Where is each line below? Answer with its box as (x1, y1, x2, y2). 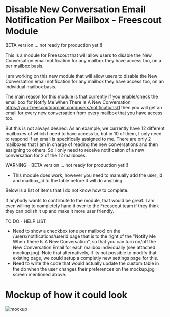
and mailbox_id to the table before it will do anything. (12, 177, 124, 183)
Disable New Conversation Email (5, 4, 146, 15)
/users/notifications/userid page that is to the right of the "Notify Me (12, 233, 156, 239)
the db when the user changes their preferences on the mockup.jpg (12, 265, 155, 272)
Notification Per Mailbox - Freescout (5, 14, 162, 26)
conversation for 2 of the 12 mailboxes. (5, 152, 87, 158)
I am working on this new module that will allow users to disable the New (5, 72, 158, 79)
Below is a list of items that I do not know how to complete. (5, 187, 129, 193)
